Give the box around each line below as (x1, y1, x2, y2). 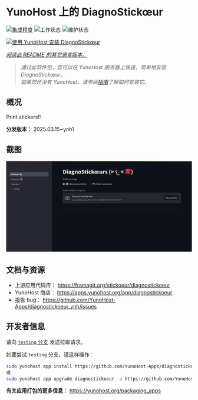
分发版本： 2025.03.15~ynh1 (6, 125, 75, 133)
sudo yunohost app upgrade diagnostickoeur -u (6, 376, 123, 382)
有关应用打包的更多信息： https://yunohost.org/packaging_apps (6, 387, 161, 394)
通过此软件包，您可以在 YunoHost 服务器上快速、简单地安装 (20, 63, 167, 71)
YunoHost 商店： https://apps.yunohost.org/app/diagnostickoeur (14, 288, 173, 296)
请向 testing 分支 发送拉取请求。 (6, 338, 86, 345)
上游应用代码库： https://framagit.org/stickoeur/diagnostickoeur (14, 281, 170, 288)
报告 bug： (14, 296, 42, 303)
